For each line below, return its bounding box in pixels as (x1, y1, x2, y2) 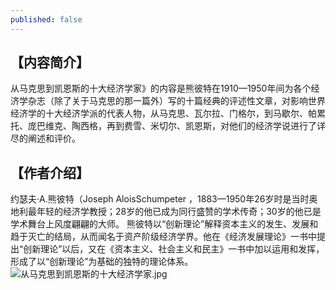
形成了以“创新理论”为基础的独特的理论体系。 (10, 256, 194, 268)
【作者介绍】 (10, 164, 90, 181)
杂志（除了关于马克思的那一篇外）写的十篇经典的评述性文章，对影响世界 (27, 95, 326, 107)
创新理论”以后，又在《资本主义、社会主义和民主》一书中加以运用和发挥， (23, 243, 325, 255)
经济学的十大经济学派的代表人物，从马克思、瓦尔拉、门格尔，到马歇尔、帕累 (10, 107, 326, 120)
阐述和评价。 (27, 132, 81, 145)
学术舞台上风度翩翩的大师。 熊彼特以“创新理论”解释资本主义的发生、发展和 (10, 218, 319, 230)
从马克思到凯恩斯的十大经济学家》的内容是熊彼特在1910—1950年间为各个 (10, 82, 312, 95)
